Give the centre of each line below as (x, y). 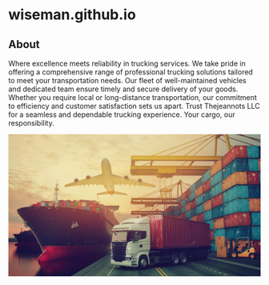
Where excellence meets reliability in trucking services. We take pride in (127, 63)
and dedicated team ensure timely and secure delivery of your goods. (123, 89)
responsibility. (31, 123)
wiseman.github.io (72, 15)
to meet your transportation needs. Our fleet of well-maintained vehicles (127, 80)
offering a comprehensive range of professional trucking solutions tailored (131, 72)
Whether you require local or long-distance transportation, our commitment (133, 97)
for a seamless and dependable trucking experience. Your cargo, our (122, 114)
